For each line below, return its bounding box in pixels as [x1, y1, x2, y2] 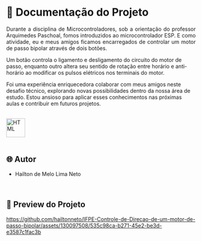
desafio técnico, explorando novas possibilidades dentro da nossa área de [6, 87, 191, 94]
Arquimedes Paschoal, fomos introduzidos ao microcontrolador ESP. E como [6, 31, 196, 39]
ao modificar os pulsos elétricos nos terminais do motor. [25, 69, 165, 76]
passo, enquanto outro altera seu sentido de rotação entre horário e [6, 63, 174, 70]
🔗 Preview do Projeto [6, 199, 86, 210]
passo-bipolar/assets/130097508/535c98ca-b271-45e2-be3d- [6, 222, 162, 229]
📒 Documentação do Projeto [6, 5, 149, 19]
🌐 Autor [6, 154, 37, 164]
